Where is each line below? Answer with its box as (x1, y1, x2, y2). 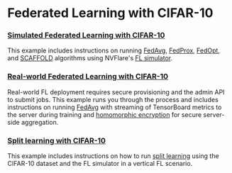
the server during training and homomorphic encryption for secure (7, 110, 202, 118)
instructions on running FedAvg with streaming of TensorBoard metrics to (7, 103, 222, 111)
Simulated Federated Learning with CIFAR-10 (7, 30, 165, 40)
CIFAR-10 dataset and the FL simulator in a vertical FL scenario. (7, 160, 193, 168)
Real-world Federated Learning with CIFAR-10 (7, 72, 169, 82)
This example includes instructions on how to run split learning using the (7, 152, 219, 160)
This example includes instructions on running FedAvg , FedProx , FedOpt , (7, 46, 220, 55)
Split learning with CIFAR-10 (7, 135, 106, 145)
